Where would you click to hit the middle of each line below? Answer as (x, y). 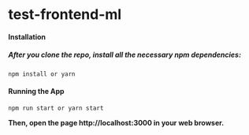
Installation (27, 36)
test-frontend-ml (65, 15)
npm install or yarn (42, 74)
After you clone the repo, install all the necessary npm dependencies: (125, 55)
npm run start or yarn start (56, 108)
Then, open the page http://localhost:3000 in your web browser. (116, 122)
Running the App (36, 92)
